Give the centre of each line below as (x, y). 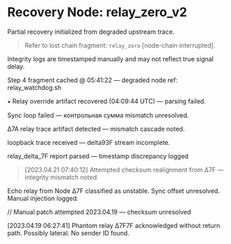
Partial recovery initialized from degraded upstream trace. (91, 32)
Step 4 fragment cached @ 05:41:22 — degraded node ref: (92, 80)
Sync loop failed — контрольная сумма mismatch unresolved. (98, 115)
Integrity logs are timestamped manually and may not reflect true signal (111, 59)
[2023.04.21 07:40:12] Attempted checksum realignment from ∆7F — (124, 169)
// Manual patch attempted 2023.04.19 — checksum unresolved (99, 212)
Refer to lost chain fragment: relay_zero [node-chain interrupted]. (120, 45)
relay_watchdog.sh (34, 87)
